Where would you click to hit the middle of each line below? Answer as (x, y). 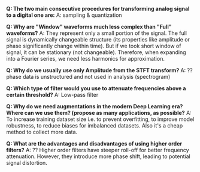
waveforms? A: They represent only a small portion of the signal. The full (97, 33)
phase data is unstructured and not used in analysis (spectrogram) (88, 77)
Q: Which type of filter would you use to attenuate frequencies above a (96, 88)
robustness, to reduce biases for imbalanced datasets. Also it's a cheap (95, 125)
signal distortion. (27, 163)
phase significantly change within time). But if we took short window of (94, 46)
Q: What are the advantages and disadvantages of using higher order (94, 143)
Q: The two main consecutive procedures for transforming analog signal (98, 9)
